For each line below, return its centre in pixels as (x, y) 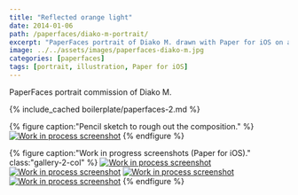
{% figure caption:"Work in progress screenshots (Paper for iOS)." (130, 152)
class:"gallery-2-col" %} (54, 162)
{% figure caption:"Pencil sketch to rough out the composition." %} (132, 126)
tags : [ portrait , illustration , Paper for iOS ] (99, 67)
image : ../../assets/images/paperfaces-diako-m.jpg (106, 51)
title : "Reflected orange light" (71, 17)
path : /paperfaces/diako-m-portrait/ (79, 34)
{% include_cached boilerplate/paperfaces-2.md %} (105, 109)
